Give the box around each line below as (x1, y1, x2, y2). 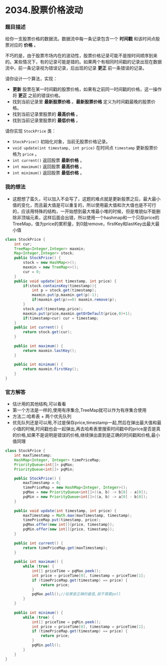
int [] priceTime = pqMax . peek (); (31, 569, 101, 574)
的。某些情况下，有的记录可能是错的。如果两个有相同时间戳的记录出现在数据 (5, 59, 162, 65)
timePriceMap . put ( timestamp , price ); (23, 517, 101, 522)
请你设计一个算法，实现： (5, 76, 58, 82)
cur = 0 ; (23, 269, 41, 274)
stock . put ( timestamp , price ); (23, 306, 83, 312)
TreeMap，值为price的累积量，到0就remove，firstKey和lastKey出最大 (12, 220, 156, 227)
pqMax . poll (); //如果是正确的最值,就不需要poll (31, 592, 121, 597)
